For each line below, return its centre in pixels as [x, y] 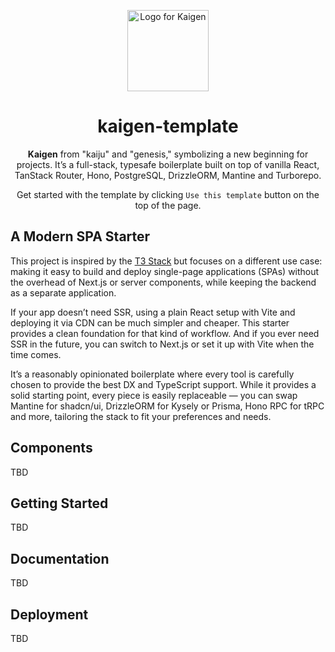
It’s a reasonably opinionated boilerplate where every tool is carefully [152, 374]
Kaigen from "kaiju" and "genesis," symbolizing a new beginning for [168, 154]
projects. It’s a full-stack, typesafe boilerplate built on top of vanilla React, [168, 164]
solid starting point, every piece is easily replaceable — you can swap [154, 395]
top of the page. [168, 205]
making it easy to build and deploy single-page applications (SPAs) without [165, 271]
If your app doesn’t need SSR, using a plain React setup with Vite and [153, 312]
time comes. [36, 354]
